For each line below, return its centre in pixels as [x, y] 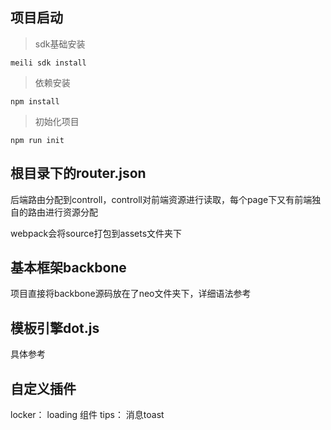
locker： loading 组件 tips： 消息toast [87, 415]
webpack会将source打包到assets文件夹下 [96, 233]
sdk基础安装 [60, 44]
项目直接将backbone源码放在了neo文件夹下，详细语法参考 [131, 294]
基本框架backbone [68, 268]
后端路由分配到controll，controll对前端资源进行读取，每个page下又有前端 [161, 199]
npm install [35, 101]
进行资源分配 [71, 212]
